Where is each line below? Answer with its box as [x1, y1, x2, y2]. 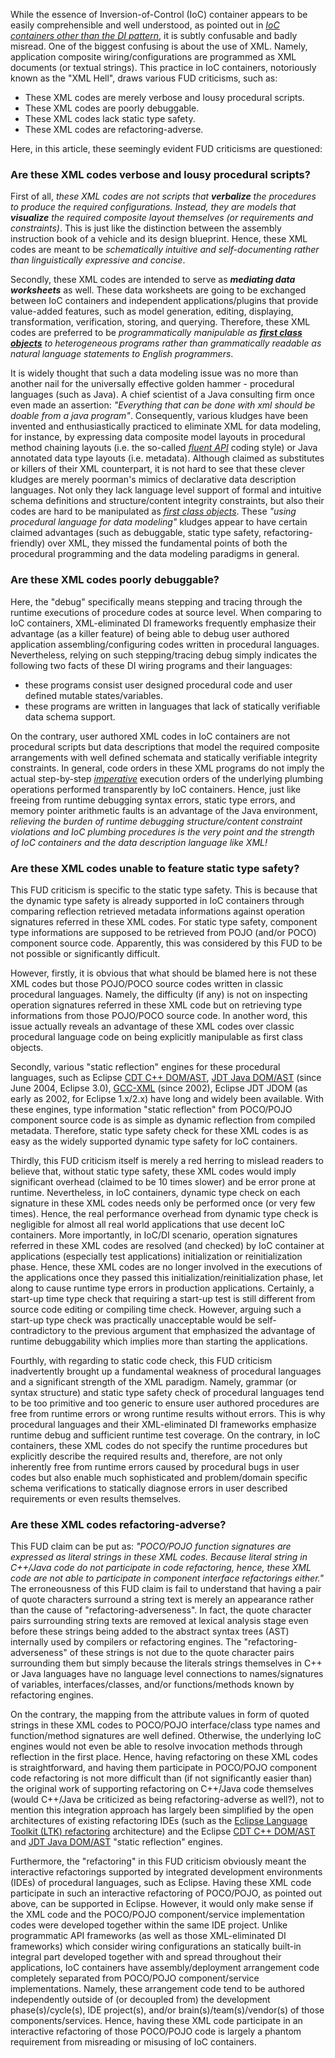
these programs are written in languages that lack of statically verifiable [24, 700, 321, 712]
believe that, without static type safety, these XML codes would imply [10, 1165, 297, 1177]
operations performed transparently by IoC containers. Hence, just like [10, 783, 302, 795]
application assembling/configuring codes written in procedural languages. [10, 638, 320, 650]
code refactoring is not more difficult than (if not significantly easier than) [10, 1772, 313, 1784]
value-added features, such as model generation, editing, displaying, [10, 305, 294, 318]
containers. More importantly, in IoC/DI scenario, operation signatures [10, 1229, 298, 1241]
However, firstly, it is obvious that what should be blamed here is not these [10, 967, 317, 979]
